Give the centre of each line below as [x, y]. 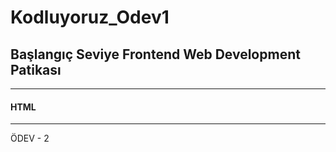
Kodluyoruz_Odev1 [90, 17]
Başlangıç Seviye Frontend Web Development [155, 54]
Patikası [36, 69]
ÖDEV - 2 [30, 138]
